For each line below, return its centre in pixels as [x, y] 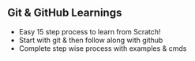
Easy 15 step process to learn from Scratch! [90, 31]
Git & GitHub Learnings [65, 13]
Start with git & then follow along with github [91, 40]
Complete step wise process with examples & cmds [103, 48]
